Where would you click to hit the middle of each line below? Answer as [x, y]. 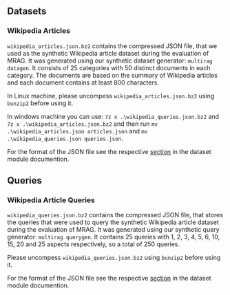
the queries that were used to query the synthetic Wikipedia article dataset [113, 222]
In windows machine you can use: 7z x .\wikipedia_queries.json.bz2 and [113, 116]
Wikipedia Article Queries [51, 200]
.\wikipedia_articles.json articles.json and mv [77, 131]
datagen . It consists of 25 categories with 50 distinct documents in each [109, 67]
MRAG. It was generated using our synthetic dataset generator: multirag [110, 61]
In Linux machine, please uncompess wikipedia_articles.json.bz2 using [111, 96]
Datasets [27, 11]
